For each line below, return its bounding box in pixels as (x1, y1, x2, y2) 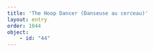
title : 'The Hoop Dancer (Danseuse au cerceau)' (7, 9, 149, 17)
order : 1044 (7, 22, 41, 29)
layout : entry (7, 16, 48, 23)
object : (7, 28, 29, 36)
